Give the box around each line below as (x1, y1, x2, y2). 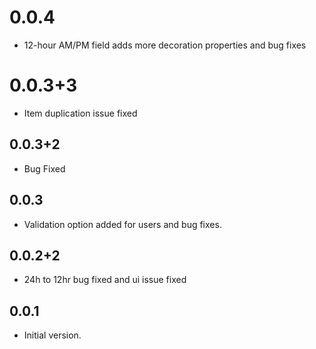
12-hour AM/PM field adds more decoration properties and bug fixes (23, 39, 307, 51)
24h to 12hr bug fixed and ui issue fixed (23, 274, 187, 286)
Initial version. (23, 329, 82, 341)
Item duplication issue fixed (23, 107, 138, 119)
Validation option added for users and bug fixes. (23, 218, 222, 230)
